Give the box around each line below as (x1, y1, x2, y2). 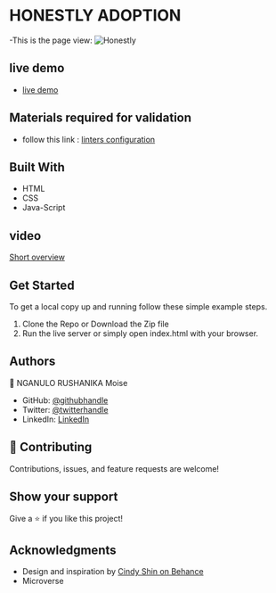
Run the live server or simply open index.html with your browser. (21, 328, 259, 339)
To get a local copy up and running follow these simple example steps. (9, 301, 268, 312)
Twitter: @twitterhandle (21, 404, 109, 415)
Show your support (9, 490, 118, 505)
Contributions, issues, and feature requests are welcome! (9, 463, 220, 474)
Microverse (21, 576, 64, 587)
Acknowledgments (9, 542, 118, 557)
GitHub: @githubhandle (21, 394, 109, 406)
